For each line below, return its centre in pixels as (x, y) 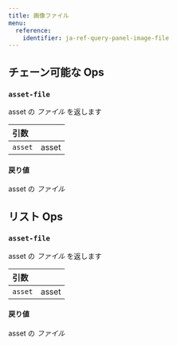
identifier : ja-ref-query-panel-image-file (96, 38)
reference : (33, 30)
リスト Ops (36, 216)
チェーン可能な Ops (57, 72)
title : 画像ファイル (39, 16)
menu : (17, 23)
